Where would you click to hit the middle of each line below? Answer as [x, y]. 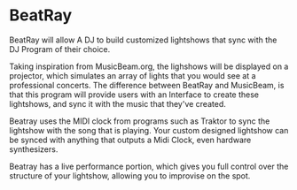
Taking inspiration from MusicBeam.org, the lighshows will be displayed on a [149, 66]
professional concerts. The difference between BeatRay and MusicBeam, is [147, 85]
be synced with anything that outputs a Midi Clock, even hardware [130, 140]
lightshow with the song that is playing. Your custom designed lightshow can [149, 130]
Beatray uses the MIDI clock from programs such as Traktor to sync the [140, 121]
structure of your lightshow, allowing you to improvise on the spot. [130, 175]
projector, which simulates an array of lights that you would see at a [133, 75]
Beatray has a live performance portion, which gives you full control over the [149, 166]
